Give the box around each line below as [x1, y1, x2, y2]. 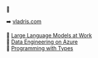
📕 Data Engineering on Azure [6, 38, 78, 45]
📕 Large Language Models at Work [6, 32, 92, 39]
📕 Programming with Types [6, 45, 73, 51]
